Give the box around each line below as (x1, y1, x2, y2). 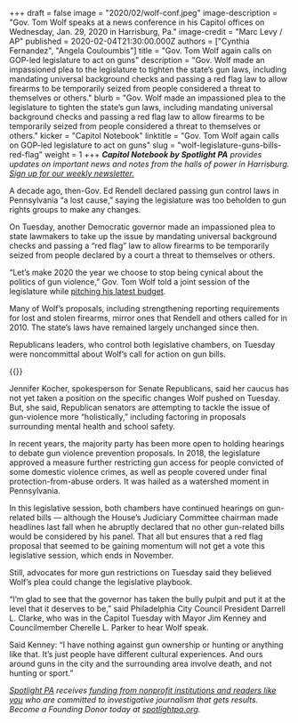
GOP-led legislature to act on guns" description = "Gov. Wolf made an (9, 55, 265, 65)
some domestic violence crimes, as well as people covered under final (9, 467, 267, 477)
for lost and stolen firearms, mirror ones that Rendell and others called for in (9, 313, 287, 323)
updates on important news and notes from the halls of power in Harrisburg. (9, 159, 290, 169)
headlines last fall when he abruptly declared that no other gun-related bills (9, 522, 285, 532)
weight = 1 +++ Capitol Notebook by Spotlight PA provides (44, 149, 262, 159)
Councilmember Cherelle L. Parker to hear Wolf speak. (9, 623, 209, 632)
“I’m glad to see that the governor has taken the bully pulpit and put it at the (9, 594, 286, 604)
